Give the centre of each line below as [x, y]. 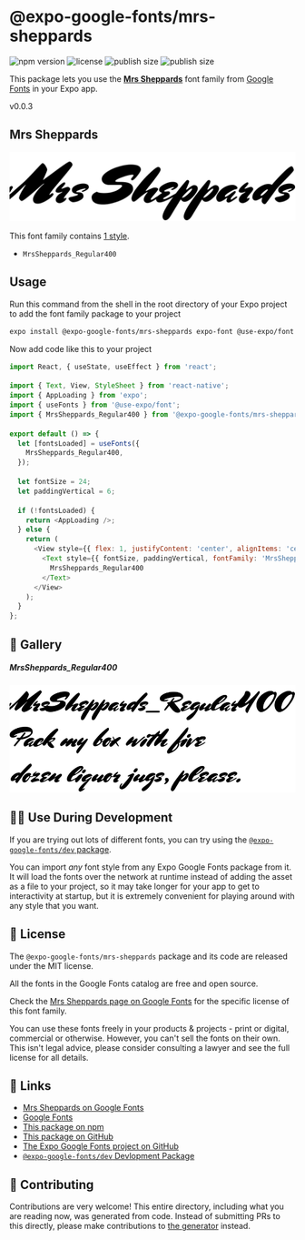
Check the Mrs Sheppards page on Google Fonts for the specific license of [149, 1001]
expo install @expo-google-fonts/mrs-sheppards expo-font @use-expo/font [152, 331]
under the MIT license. [51, 965]
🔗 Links [30, 1086]
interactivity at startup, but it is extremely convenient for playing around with [152, 896]
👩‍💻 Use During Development [91, 817]
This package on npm [63, 1127]
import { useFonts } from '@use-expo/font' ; [95, 405]
